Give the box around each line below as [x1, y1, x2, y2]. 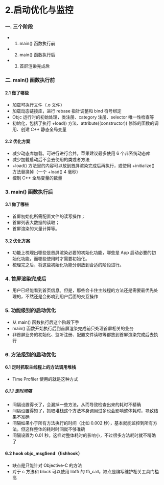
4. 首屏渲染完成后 [5, 276, 47, 283]
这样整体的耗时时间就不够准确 [25, 426, 86, 432]
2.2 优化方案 [5, 139, 30, 144]
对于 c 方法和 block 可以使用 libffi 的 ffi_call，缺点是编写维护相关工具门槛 [12, 469, 159, 475]
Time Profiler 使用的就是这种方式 [12, 376, 78, 382]
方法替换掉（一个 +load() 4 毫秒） [12, 169, 81, 174]
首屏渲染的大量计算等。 [12, 226, 60, 231]
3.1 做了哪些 [5, 201, 29, 207]
